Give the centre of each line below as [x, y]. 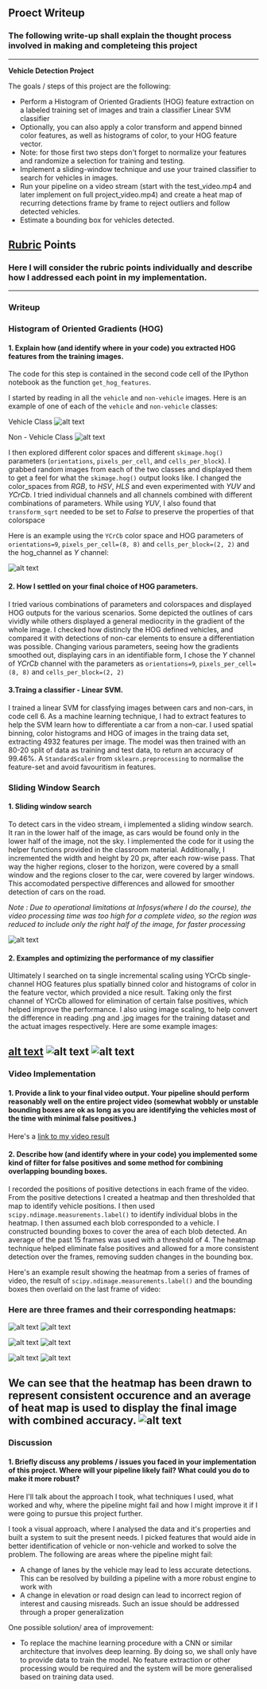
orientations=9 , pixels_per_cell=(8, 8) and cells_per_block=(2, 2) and [129, 544]
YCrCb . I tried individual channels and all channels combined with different [130, 495]
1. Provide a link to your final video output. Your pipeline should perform [129, 1093]
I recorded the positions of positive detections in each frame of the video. [129, 1189]
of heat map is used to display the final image [123, 1407]
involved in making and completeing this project [103, 45]
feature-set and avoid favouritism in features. [82, 767]
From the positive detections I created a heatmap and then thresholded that [132, 1197]
